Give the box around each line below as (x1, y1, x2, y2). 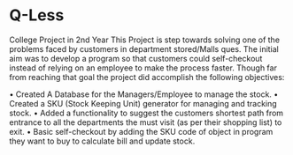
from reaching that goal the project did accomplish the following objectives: (9, 71, 285, 82)
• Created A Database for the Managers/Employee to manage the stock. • (9, 89, 279, 100)
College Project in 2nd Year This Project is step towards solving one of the (9, 34, 281, 45)
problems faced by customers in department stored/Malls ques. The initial (9, 43, 279, 54)
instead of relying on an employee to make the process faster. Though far (9, 63, 277, 73)
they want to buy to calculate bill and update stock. (9, 136, 196, 146)
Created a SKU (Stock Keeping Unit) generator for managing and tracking (9, 98, 277, 108)
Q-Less (9, 5, 65, 26)
